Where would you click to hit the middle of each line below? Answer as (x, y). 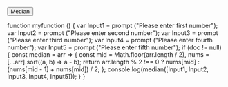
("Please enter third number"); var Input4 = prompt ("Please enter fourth (110, 40)
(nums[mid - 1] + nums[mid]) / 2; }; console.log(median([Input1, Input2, (108, 69)
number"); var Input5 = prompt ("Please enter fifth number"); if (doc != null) (115, 47)
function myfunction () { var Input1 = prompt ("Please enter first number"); (113, 25)
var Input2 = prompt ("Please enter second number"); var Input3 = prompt (113, 33)
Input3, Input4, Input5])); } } (46, 76)
